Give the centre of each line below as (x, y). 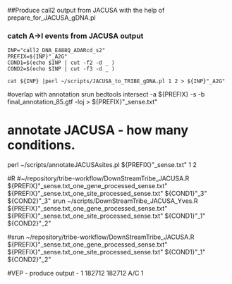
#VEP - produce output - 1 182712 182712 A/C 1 (75, 273)
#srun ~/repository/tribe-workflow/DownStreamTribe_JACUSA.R (101, 237)
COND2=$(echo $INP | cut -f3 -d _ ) (61, 69)
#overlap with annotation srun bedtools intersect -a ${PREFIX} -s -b (106, 94)
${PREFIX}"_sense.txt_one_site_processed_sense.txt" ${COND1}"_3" (107, 194)
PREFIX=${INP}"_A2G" (38, 57)
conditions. (41, 146)
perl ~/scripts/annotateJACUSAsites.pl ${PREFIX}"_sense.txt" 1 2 (102, 165)
